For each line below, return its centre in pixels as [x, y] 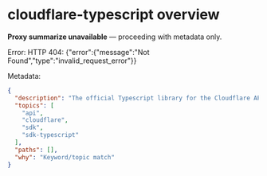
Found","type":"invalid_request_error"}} [72, 61]
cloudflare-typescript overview [114, 15]
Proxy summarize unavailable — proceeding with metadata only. [115, 37]
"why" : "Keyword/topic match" [65, 157]
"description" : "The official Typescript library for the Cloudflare [132, 98]
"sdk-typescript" [51, 135]
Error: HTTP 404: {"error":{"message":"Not [79, 52]
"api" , [33, 113]
